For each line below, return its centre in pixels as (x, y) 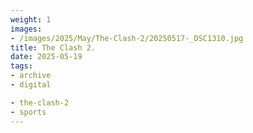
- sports (28, 112)
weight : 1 (31, 19)
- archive (31, 76)
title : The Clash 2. (53, 47)
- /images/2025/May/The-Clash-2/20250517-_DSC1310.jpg (127, 38)
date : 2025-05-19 (46, 57)
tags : (21, 66)
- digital (31, 85)
